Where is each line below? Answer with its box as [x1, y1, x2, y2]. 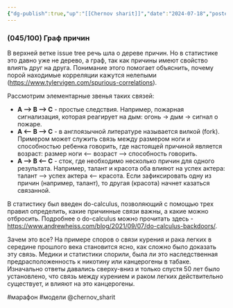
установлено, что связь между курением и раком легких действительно [7, 272, 223, 280]
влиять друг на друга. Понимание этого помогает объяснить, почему [7, 63, 214, 71]
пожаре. [17, 119, 43, 128]
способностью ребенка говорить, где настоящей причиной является [17, 142, 223, 150]
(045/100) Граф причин [7, 33, 90, 42]
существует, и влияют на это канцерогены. [7, 279, 135, 288]
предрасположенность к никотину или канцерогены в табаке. [7, 257, 191, 266]
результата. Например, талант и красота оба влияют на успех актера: [17, 164, 225, 172]
